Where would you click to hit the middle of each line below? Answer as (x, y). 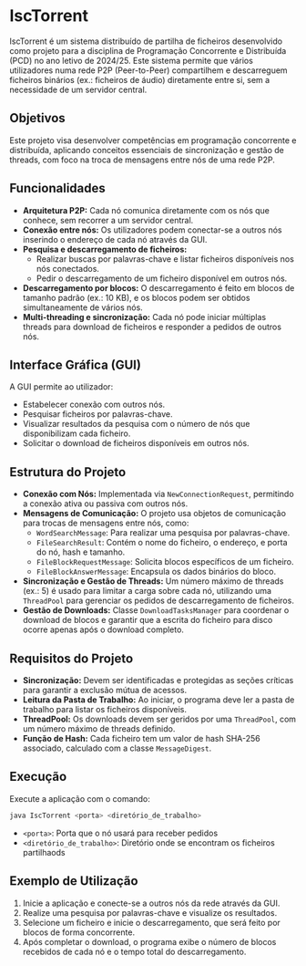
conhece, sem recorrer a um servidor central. (108, 220)
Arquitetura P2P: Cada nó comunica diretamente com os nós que (146, 210)
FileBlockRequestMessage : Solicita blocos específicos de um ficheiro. (165, 562)
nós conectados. (68, 268)
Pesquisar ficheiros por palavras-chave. (97, 414)
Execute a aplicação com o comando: (80, 798)
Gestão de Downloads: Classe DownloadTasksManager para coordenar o (156, 610)
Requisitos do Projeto (71, 658)
